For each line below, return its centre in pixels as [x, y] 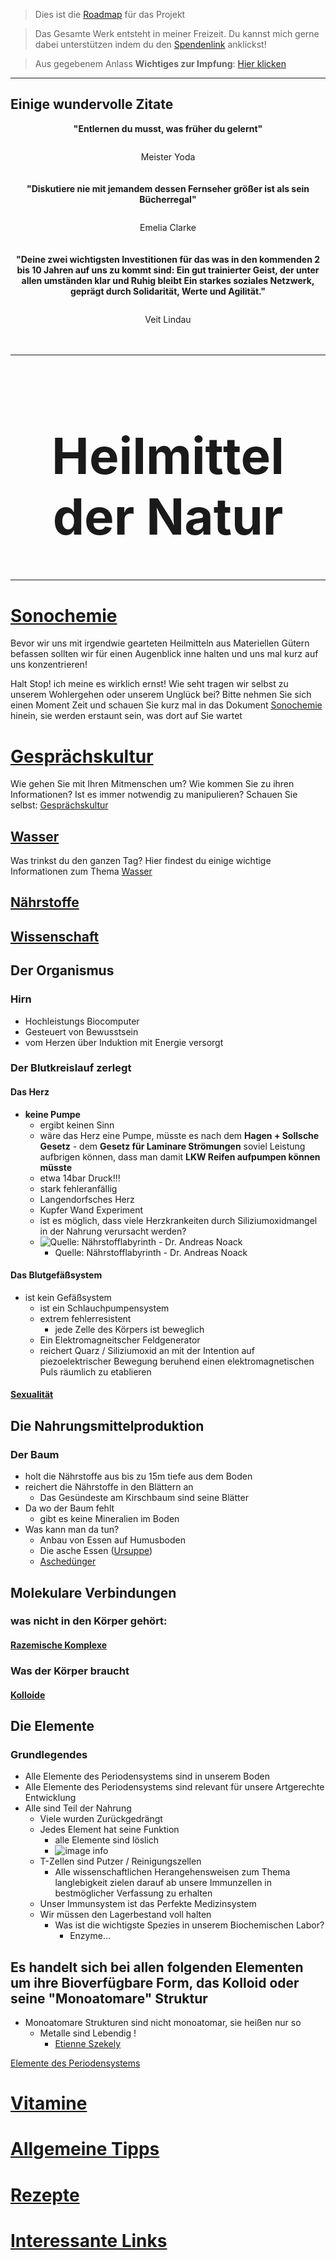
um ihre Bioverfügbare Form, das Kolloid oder [155, 1982]
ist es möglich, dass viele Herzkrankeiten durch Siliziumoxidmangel [178, 1220]
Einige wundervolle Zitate [92, 104]
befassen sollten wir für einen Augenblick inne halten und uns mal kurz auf [164, 654]
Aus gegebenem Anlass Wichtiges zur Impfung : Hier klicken [160, 63]
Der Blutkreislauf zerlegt [71, 1068]
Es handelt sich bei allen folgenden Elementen [157, 1967]
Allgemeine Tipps [85, 2149]
